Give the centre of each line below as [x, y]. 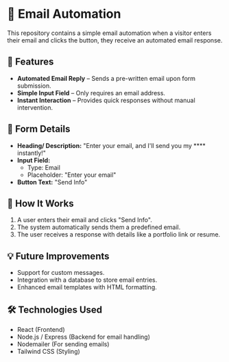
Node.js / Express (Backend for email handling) [84, 337]
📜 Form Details [39, 129]
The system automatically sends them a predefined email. [99, 227]
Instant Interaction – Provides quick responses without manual [106, 100]
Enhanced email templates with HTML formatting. [87, 287]
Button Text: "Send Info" [52, 182]
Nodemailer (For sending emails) [63, 344]
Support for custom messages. [61, 273]
